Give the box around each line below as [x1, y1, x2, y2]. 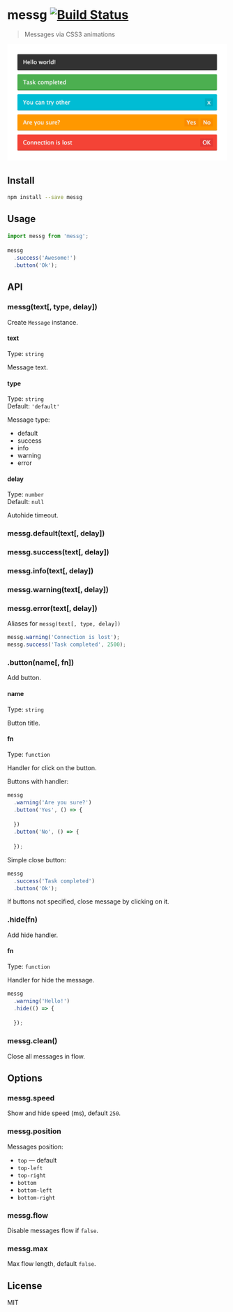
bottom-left [17, 1187, 52, 1194]
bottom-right [17, 1194, 56, 1201]
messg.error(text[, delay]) [7, 603, 98, 613]
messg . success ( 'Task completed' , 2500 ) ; [7, 641, 127, 649]
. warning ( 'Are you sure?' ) [13, 799, 92, 806]
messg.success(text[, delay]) [7, 547, 110, 557]
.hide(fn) [7, 915, 38, 924]
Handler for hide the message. [7, 975, 95, 984]
